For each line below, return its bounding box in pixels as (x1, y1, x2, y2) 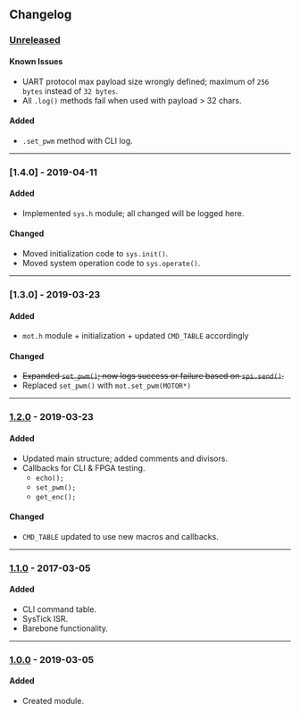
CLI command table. (21, 603, 96, 615)
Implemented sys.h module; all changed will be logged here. (21, 207, 245, 218)
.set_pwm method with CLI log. (21, 135, 134, 146)
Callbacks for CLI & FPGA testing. (21, 462, 146, 473)
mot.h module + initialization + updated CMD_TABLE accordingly (21, 331, 249, 341)
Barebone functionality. (21, 623, 109, 633)
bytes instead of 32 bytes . (21, 85, 119, 96)
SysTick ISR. (21, 613, 69, 624)
